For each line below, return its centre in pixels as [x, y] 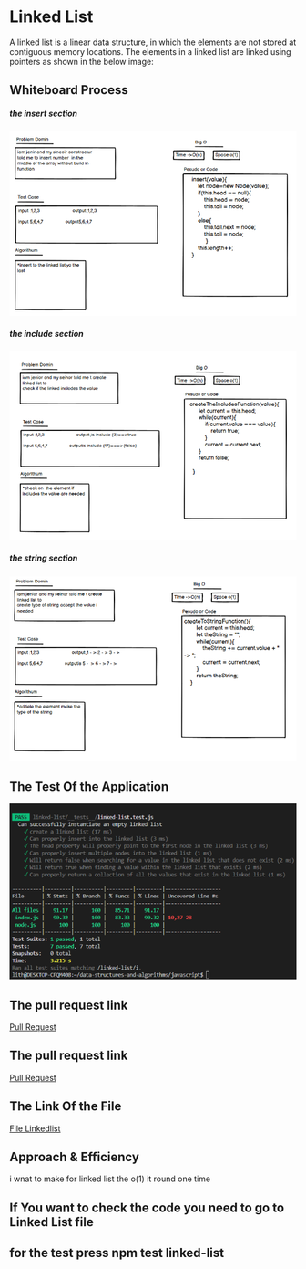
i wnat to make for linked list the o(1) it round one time [110, 1179]
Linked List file [51, 1222]
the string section [44, 558]
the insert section [44, 113]
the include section [46, 333]
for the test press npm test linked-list [117, 1253]
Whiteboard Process [69, 90]
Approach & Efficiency [74, 1157]
